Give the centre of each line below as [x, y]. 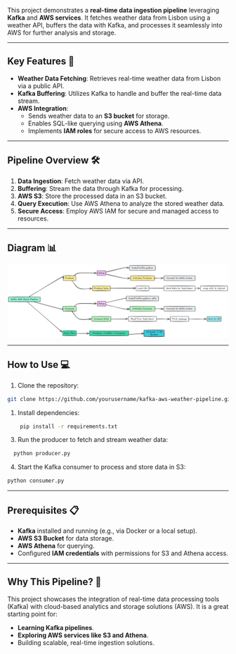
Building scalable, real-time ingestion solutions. [86, 642]
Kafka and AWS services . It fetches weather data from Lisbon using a [109, 18]
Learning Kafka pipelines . [56, 627]
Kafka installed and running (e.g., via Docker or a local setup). [107, 531]
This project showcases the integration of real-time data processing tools [113, 599]
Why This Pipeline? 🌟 [54, 582]
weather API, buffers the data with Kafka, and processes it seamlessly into [115, 25]
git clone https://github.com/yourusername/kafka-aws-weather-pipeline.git [120, 399]
